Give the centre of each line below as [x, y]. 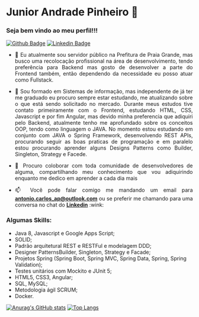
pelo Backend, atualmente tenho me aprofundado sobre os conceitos [104, 123]
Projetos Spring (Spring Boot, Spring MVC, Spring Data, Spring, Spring [100, 258]
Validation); [28, 264]
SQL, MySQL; [31, 283]
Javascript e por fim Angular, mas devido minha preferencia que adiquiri [104, 117]
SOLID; [23, 240]
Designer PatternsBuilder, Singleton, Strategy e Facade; [83, 252]
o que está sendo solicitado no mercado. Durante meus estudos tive [104, 104]
